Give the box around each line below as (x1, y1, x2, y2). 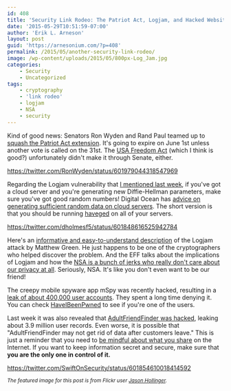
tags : (7, 81, 23, 87)
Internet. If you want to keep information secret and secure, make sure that (7, 343, 219, 351)
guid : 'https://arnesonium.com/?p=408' (7, 42, 122, 49)
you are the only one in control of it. (7, 350, 111, 359)
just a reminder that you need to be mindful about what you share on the (7, 335, 212, 344)
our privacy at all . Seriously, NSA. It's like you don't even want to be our (7, 265, 210, 273)
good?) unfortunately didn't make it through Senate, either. (7, 153, 173, 162)
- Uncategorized (19, 74, 67, 81)
